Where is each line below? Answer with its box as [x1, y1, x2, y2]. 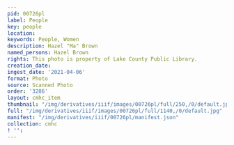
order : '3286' [7, 88, 49, 95]
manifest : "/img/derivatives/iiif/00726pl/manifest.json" [7, 114, 179, 121]
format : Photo [7, 75, 49, 82]
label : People [7, 17, 49, 24]
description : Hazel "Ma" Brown [7, 43, 98, 49]
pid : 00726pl [7, 10, 45, 17]
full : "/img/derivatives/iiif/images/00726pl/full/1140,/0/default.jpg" [7, 107, 223, 114]
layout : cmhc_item [7, 95, 61, 102]
